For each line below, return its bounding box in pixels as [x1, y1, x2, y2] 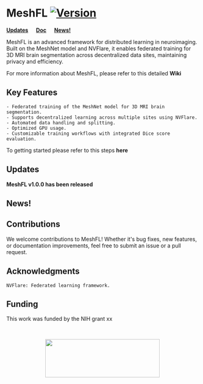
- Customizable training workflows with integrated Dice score [6, 130, 171, 137]
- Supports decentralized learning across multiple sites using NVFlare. [6, 114, 198, 121]
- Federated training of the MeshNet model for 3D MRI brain [6, 104, 165, 110]
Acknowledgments [6, 266, 80, 277]
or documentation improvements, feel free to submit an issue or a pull [6, 242, 182, 249]
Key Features [6, 88, 58, 98]
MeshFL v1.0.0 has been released [6, 181, 93, 188]
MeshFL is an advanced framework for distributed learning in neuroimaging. [6, 38, 198, 45]
